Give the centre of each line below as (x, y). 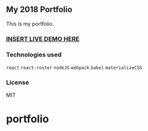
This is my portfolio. (30, 23)
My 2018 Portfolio (39, 10)
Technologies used (34, 54)
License (18, 82)
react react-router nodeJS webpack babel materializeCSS (74, 68)
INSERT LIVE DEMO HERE (43, 39)
